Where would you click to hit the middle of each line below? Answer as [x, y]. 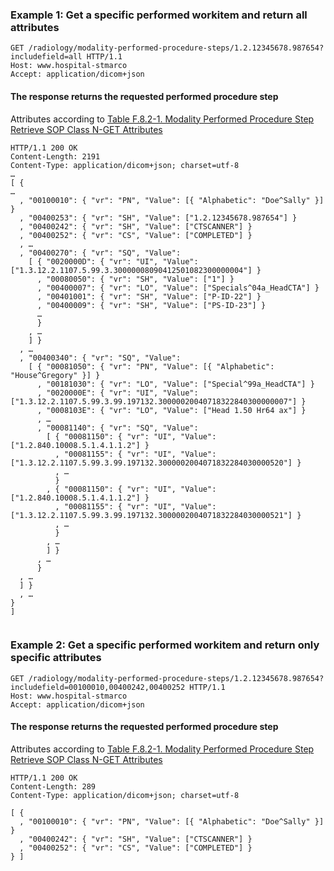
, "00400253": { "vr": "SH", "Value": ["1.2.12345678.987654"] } [158, 218]
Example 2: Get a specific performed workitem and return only [165, 645]
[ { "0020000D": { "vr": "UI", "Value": [113, 261]
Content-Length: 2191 [55, 156]
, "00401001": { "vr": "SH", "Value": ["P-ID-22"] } [149, 296]
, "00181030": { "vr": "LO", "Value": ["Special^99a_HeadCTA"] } [175, 384]
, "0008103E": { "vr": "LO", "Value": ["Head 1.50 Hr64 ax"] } [171, 410]
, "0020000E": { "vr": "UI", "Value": [117, 393]
